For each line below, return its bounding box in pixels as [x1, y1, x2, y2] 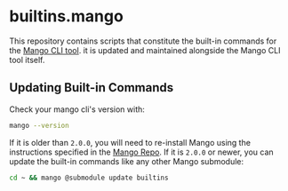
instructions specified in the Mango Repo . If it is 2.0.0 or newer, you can [9, 147, 274, 157]
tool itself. [9, 54, 45, 65]
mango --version [9, 121, 69, 130]
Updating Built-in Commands [9, 80, 174, 95]
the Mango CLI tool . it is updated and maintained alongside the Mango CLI [9, 44, 281, 55]
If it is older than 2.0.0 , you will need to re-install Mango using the [9, 137, 252, 147]
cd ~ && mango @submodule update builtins [9, 173, 169, 182]
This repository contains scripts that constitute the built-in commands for [9, 36, 277, 46]
